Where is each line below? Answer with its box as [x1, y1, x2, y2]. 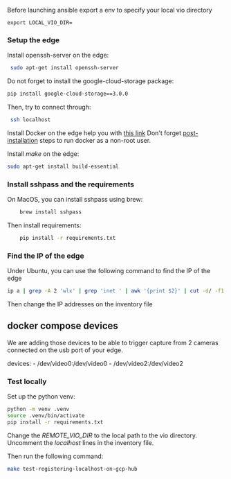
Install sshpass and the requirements [7, 180, 135, 189]
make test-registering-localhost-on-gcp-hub [7, 465, 138, 472]
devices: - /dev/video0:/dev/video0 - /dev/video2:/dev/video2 [7, 359, 183, 367]
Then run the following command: [7, 452, 104, 460]
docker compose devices [7, 320, 119, 332]
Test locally [7, 376, 47, 386]
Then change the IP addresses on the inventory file [7, 300, 154, 308]
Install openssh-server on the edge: [7, 51, 109, 60]
